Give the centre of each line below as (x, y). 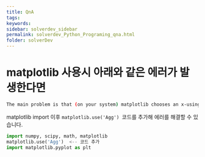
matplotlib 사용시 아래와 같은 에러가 (92, 72)
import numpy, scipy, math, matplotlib (57, 136)
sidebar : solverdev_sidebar (42, 29)
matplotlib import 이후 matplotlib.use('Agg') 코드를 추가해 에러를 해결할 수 (99, 117)
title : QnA (20, 12)
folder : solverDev (30, 40)
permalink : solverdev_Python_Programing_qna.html (71, 35)
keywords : (19, 23)
